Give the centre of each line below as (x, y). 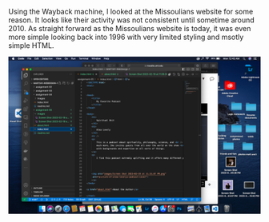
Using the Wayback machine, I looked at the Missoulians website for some (131, 12)
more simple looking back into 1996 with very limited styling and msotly (126, 37)
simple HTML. (31, 46)
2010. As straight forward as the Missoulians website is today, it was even (130, 28)
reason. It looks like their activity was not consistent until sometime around (131, 20)
